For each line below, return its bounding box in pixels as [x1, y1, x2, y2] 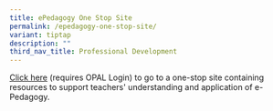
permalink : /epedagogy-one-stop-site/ [9, 22, 157, 31]
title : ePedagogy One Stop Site [9, 13, 132, 23]
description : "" [9, 38, 71, 48]
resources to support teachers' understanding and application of [9, 82, 253, 93]
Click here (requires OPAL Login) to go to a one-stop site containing [9, 72, 265, 83]
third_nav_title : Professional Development [9, 47, 178, 56]
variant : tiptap [9, 30, 71, 39]
